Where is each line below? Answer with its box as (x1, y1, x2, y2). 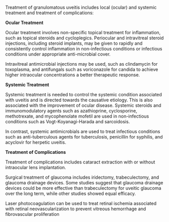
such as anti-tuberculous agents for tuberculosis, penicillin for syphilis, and (5, 134, 163, 140)
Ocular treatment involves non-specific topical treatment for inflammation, (5, 30, 161, 35)
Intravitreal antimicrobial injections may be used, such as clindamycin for (5, 61, 158, 67)
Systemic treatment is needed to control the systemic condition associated (5, 92, 162, 97)
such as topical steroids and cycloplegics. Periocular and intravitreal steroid (5, 35, 164, 41)
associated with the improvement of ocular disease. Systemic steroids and (5, 102, 161, 108)
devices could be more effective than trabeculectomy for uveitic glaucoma (5, 185, 161, 191)
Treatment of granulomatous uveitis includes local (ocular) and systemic (5, 5, 157, 10)
